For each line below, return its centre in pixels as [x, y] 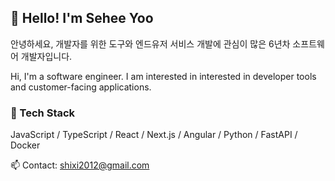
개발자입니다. [46, 56]
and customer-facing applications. [81, 87]
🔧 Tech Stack [43, 113]
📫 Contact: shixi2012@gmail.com [80, 165]
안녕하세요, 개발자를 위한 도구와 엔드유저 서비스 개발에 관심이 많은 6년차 [150, 43]
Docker [25, 145]
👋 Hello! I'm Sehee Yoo [82, 18]
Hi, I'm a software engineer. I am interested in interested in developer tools [163, 76]
